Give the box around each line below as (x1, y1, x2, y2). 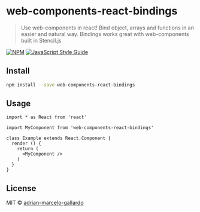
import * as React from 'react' (6, 114, 87, 121)
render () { (11, 141, 42, 147)
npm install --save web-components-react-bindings (6, 82, 135, 88)
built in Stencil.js (20, 37, 62, 44)
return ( (17, 146, 39, 152)
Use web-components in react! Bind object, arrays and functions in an (20, 24, 195, 31)
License (6, 183, 37, 193)
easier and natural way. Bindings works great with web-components (20, 30, 190, 37)
